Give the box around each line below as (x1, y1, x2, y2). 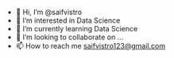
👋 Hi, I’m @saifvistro (15, 8, 83, 16)
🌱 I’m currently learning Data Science (15, 24, 138, 33)
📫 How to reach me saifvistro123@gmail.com (15, 42, 165, 50)
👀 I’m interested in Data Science (15, 16, 121, 25)
